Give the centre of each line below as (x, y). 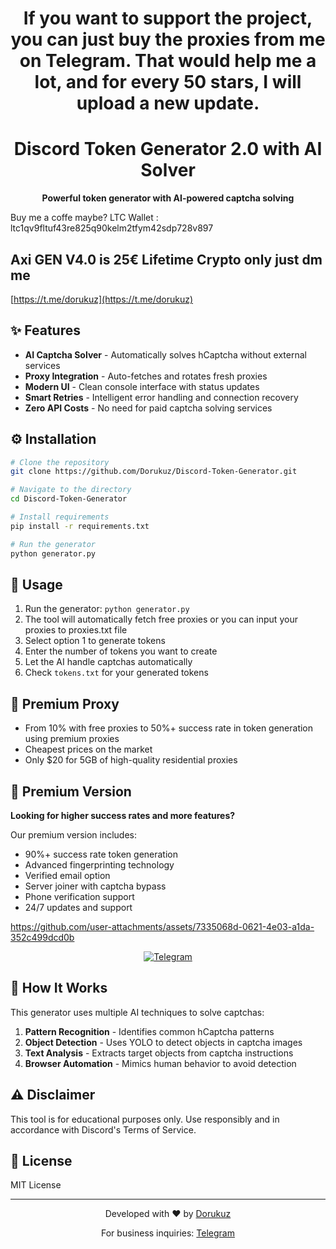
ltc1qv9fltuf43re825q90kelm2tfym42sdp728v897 (112, 228)
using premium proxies (72, 739)
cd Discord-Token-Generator (69, 499)
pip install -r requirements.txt (80, 526)
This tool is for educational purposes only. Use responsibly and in (145, 1119)
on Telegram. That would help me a (168, 61)
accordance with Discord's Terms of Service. (103, 1129)
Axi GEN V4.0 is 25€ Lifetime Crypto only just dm (166, 259)
